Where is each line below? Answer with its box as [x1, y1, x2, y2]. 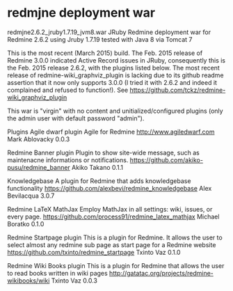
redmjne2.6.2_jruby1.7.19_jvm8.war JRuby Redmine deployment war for [7, 28, 211, 36]
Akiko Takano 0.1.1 [72, 163, 124, 171]
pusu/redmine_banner [7, 163, 71, 171]
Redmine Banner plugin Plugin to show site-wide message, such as [7, 148, 200, 157]
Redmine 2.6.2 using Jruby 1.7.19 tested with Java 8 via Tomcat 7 [7, 35, 193, 43]
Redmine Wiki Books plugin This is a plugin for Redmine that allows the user [7, 261, 225, 269]
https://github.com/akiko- [129, 155, 204, 164]
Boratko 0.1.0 [7, 219, 45, 228]
